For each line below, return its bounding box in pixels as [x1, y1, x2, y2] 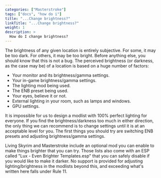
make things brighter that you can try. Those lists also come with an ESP [5, 147, 149, 153]
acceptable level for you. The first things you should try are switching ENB [5, 128, 154, 134]
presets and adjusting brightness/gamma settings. [5, 133, 106, 139]
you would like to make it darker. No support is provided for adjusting [5, 158, 143, 164]
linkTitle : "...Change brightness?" [5, 20, 79, 26]
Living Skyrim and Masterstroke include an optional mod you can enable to [5, 143, 154, 148]
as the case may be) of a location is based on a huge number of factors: [5, 63, 149, 68]
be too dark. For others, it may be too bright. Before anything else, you [5, 52, 146, 58]
